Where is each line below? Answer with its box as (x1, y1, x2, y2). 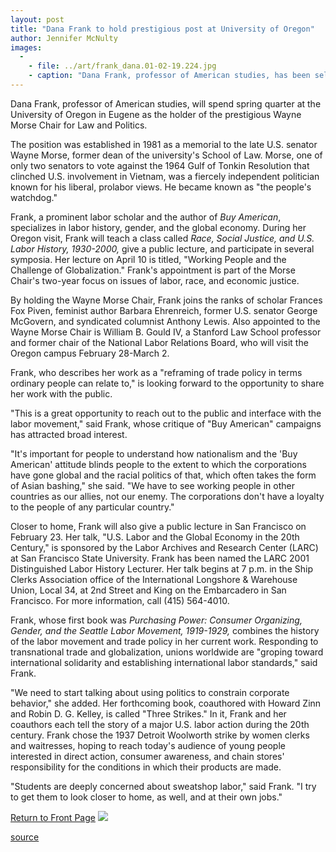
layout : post (10, 14, 65, 25)
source (10, 831, 40, 843)
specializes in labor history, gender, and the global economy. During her (10, 221, 307, 233)
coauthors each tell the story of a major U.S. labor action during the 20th (10, 718, 310, 730)
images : (10, 42, 43, 53)
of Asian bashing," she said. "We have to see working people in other (10, 479, 295, 491)
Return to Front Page (10, 811, 96, 823)
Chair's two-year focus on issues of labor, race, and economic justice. (10, 274, 300, 286)
